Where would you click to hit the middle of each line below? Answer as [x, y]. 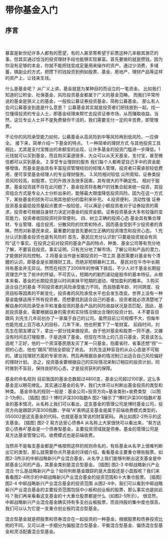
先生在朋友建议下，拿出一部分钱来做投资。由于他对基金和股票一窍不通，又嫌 [84, 331]
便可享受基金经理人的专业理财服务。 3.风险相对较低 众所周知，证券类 [85, 174]
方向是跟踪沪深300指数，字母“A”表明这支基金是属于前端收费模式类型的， [84, 410]
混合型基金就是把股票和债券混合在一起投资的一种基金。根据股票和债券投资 [82, 519]
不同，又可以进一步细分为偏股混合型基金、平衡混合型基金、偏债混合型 [86, 525]
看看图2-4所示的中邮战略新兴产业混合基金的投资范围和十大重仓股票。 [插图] [83, 477]
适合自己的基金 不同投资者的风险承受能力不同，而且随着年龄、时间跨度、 [80, 287]
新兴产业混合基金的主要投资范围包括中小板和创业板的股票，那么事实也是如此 [84, 489]
